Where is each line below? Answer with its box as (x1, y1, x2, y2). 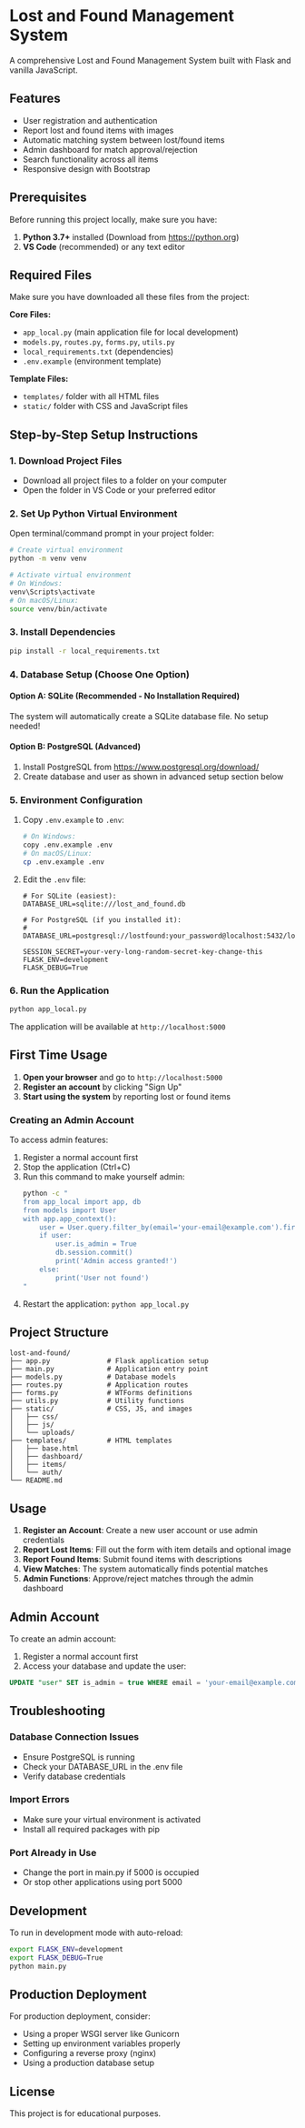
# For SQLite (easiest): (22, 891, 117, 900)
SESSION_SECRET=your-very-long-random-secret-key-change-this (22, 947, 263, 956)
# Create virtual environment (9, 546, 124, 555)
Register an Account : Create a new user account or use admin (22, 1525, 259, 1536)
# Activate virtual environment (9, 570, 132, 580)
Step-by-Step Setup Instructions (9, 427, 198, 442)
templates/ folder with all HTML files (22, 391, 160, 402)
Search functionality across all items (22, 154, 159, 165)
